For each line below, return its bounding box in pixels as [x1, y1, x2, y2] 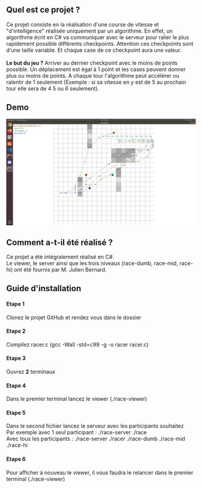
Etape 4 [6, 382, 26, 389]
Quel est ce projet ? [6, 5, 81, 15]
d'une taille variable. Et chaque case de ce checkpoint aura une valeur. [6, 46, 182, 54]
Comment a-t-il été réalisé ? [6, 237, 113, 248]
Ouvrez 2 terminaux [6, 368, 56, 375]
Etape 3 [6, 355, 26, 362]
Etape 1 [6, 300, 25, 307]
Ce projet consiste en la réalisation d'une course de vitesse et [6, 20, 159, 28]
